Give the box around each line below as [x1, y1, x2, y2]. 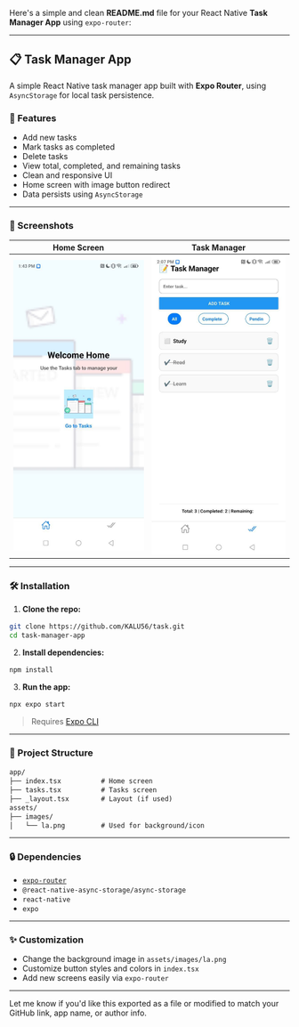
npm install [9, 666, 53, 675]
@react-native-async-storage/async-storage [21, 885, 187, 894]
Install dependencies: [21, 647, 105, 658]
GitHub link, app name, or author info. [9, 1007, 147, 1018]
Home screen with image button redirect [21, 180, 171, 190]
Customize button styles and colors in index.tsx [21, 963, 199, 974]
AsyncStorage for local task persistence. [9, 89, 155, 101]
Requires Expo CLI [30, 716, 100, 727]
